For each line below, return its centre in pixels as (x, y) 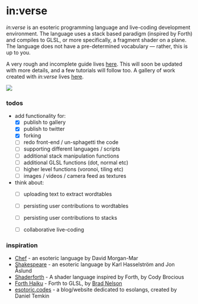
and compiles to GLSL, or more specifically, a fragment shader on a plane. (96, 40)
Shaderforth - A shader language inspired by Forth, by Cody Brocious (99, 277)
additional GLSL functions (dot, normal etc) (76, 162)
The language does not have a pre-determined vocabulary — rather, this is (97, 46)
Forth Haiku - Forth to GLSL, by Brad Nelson (68, 283)
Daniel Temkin (32, 296)
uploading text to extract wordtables (68, 194)
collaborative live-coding (54, 229)
